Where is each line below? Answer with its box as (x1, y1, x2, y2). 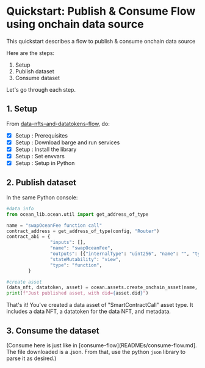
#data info (6, 205, 34, 212)
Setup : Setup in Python (15, 160, 75, 166)
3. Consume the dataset (6, 325, 99, 336)
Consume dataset (15, 74, 60, 81)
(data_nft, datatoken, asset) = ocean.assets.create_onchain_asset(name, (6, 284, 198, 291)
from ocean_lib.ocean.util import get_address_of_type (6, 211, 149, 218)
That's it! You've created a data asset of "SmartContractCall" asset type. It (6, 301, 193, 309)
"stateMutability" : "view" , (49, 256, 121, 262)
